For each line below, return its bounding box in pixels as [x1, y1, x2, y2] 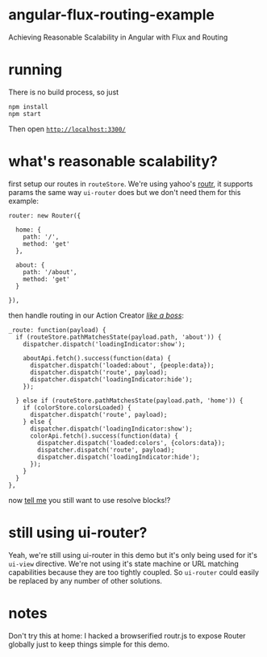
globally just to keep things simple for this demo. [8, 639, 170, 649]
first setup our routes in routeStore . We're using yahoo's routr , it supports [8, 179, 253, 189]
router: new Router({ [8, 211, 81, 219]
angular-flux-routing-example [8, 6, 215, 24]
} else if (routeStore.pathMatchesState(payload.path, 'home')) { [15, 397, 244, 405]
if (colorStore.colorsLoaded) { [23, 403, 131, 412]
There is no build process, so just [8, 87, 119, 97]
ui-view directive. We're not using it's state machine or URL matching [8, 559, 240, 568]
